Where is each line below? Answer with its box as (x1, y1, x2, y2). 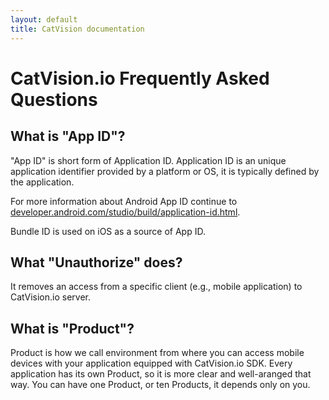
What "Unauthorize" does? (10, 254, 183, 271)
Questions (10, 88, 98, 111)
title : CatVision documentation (10, 24, 145, 34)
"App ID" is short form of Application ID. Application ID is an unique (10, 154, 287, 166)
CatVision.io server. (10, 291, 92, 303)
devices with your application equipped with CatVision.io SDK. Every (10, 357, 293, 370)
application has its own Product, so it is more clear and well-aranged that (10, 368, 312, 380)
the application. (10, 176, 75, 188)
